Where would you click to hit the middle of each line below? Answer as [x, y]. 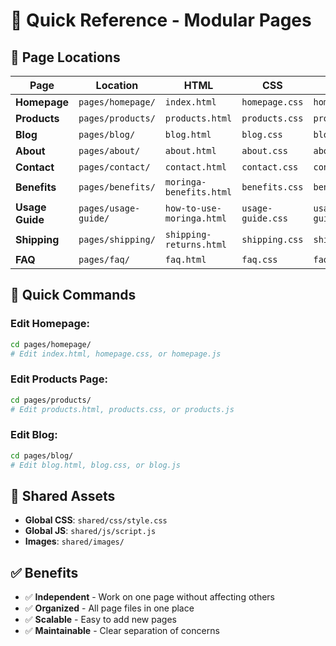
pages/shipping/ [117, 239]
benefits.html [198, 192]
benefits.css [272, 187]
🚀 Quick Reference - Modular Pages [161, 20]
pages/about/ [109, 150]
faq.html [185, 259]
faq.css [259, 259]
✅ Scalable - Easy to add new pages [100, 620]
